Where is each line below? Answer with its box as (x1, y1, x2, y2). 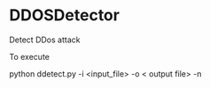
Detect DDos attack (9, 34, 81, 45)
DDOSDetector (9, 5, 120, 26)
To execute (9, 51, 51, 62)
